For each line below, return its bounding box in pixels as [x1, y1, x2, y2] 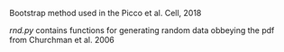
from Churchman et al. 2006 [9, 35, 115, 45]
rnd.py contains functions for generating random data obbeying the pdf [9, 25, 275, 35]
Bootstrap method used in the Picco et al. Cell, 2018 [9, 8, 202, 18]
